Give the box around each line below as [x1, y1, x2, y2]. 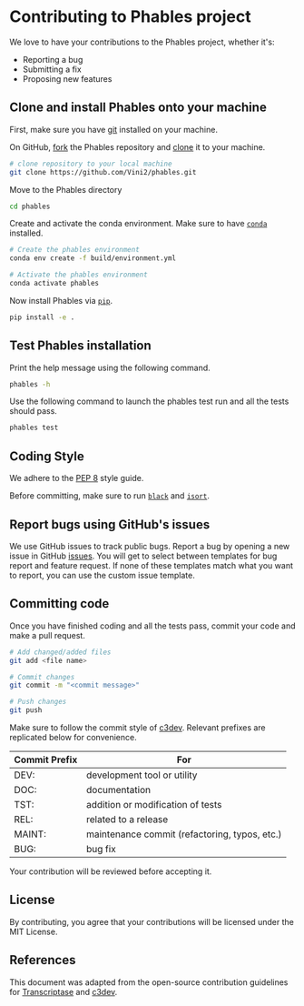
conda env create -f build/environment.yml [9, 254, 177, 263]
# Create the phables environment [9, 246, 141, 255]
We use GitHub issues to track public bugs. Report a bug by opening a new [9, 540, 290, 551]
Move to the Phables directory [9, 184, 123, 195]
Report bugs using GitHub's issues [9, 517, 211, 532]
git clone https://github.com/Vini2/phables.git [9, 167, 197, 176]
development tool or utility [85, 769, 198, 781]
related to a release [85, 813, 169, 825]
